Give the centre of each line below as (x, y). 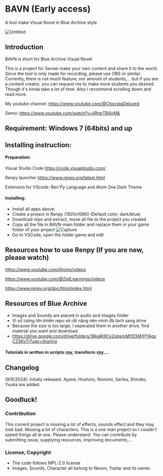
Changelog (22, 368)
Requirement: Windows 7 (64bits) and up (69, 128)
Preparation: (18, 157)
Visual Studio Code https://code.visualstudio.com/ (55, 168)
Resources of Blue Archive (46, 303)
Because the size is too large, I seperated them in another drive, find (81, 326)
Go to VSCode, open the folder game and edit (58, 235)
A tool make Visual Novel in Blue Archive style (51, 22)
